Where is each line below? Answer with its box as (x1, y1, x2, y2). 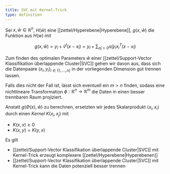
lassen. (5, 72, 20, 79)
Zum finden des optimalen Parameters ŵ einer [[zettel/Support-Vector (5, 55, 152, 61)
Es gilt (5, 136, 18, 143)
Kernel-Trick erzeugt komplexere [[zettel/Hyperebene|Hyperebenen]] (12, 152, 158, 158)
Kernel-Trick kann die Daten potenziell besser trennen (12, 163, 126, 169)
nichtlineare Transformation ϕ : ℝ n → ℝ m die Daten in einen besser (5, 87, 145, 94)
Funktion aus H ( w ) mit (5, 32, 52, 39)
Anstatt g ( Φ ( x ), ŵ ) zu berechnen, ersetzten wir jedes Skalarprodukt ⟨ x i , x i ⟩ (5, 104, 159, 112)
